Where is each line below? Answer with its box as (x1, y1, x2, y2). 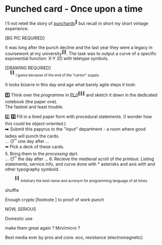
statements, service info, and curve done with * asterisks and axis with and (5, 161, 155, 167)
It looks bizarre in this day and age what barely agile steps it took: (5, 81, 136, 87)
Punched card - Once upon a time (5, 3, 143, 15)
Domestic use (5, 215, 33, 221)
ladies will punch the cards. (5, 133, 60, 139)
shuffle (5, 187, 19, 193)
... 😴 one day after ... (5, 138, 49, 144)
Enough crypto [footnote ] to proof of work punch (5, 196, 104, 203)
